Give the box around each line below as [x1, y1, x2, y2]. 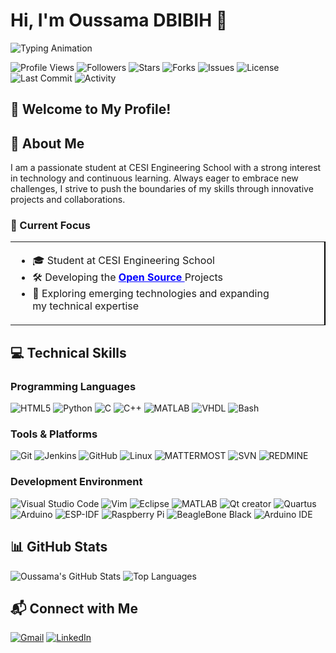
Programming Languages [10, 379, 137, 393]
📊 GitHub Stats [10, 539, 108, 556]
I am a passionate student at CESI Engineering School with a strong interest [10, 162, 322, 174]
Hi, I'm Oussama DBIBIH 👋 [10, 9, 228, 32]
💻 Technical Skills [10, 344, 127, 361]
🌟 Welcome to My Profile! [10, 101, 172, 118]
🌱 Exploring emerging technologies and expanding [32, 287, 270, 301]
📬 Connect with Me [10, 600, 138, 617]
